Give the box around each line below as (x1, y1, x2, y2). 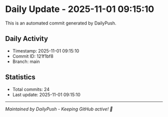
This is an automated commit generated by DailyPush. (5, 20, 116, 26)
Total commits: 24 (12, 86, 50, 92)
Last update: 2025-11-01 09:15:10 (12, 91, 81, 97)
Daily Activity (5, 34, 48, 43)
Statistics (5, 73, 36, 81)
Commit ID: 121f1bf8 (12, 53, 53, 59)
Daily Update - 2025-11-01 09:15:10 (5, 3, 154, 15)
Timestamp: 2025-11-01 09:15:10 (12, 47, 79, 53)
